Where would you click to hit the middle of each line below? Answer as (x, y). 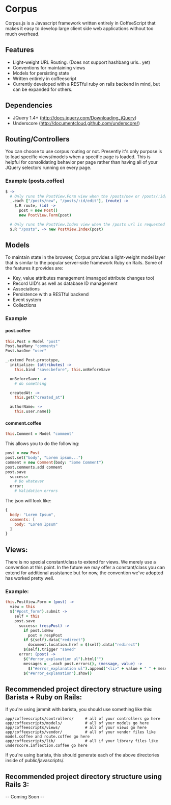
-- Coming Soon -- (25, 797)
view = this (23, 607)
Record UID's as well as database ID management (65, 283)
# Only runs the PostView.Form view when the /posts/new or (75, 196)
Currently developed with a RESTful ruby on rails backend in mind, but (86, 84)
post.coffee (18, 331)
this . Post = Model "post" (33, 341)
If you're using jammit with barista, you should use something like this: (79, 710)
